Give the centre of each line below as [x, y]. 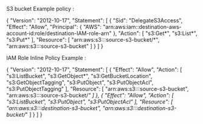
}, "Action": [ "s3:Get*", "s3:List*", [155, 33]
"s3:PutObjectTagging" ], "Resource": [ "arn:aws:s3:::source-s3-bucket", [98, 89]
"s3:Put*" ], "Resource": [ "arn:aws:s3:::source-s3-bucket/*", [83, 40]
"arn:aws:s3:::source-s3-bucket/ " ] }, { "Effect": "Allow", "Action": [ [90, 95]
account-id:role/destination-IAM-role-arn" [59, 33]
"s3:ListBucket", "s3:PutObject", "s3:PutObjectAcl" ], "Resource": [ [90, 102]
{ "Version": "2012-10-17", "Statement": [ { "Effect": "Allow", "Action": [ [94, 70]
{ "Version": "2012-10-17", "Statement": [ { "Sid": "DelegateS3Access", [95, 20]
